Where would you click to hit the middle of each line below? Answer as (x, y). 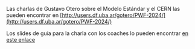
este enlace (21, 40)
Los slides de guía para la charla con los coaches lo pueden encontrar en (97, 33)
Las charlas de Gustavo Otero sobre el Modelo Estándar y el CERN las (93, 9)
